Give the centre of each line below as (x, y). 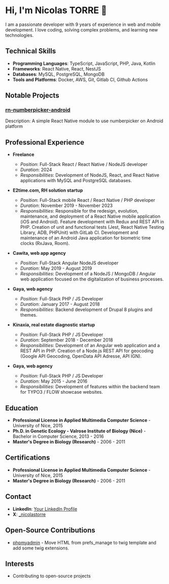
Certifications (28, 458)
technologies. (20, 35)
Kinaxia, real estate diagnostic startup (54, 325)
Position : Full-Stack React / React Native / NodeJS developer (84, 164)
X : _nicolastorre (29, 514)
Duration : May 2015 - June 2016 (54, 381)
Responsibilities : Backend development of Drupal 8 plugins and (86, 310)
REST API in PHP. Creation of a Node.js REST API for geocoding (87, 351)
